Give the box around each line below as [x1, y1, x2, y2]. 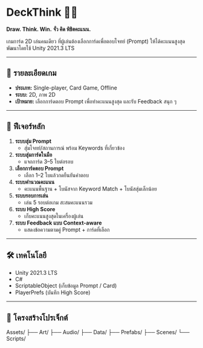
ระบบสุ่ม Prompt [14, 137, 52, 145]
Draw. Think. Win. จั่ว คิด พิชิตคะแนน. [6, 25, 91, 33]
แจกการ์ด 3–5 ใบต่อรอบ [24, 157, 74, 165]
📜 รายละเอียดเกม [6, 68, 57, 78]
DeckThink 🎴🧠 [6, 5, 78, 19]
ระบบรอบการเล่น [14, 192, 48, 199]
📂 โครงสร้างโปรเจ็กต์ [6, 312, 68, 323]
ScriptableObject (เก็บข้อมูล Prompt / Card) [14, 282, 117, 289]
